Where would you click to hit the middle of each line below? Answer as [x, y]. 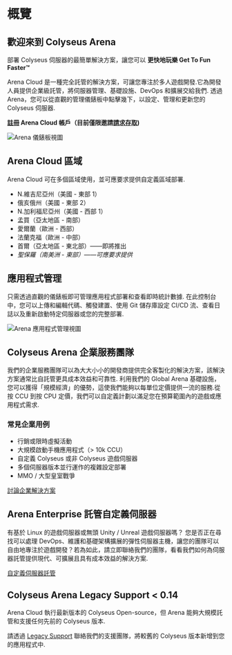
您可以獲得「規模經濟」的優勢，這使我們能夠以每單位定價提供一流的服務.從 [114, 388]
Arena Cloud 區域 [45, 161]
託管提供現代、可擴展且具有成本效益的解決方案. [80, 558]
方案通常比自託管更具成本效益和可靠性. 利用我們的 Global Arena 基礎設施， [114, 379]
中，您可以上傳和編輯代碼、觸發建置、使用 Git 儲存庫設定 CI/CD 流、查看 [111, 305]
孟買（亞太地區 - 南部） [51, 219]
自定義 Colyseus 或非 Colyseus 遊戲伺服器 [77, 458]
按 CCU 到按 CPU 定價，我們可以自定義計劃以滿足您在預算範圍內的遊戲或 [112, 396]
